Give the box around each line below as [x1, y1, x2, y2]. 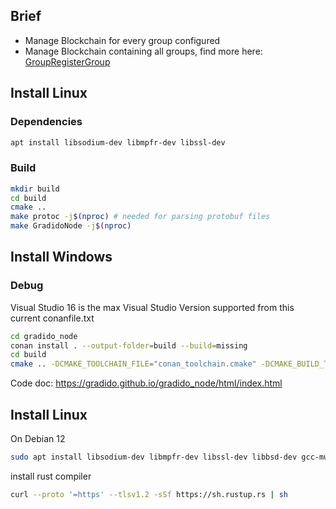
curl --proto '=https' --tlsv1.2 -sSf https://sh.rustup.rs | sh [10, 489, 288, 499]
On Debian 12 [10, 433, 66, 445]
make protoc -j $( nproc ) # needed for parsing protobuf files [10, 212, 271, 222]
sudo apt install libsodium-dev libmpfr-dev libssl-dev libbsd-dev [10, 452, 298, 463]
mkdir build [10, 184, 60, 194]
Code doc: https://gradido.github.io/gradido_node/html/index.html [10, 377, 283, 389]
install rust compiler [10, 470, 92, 482]
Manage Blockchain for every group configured [24, 34, 221, 46]
